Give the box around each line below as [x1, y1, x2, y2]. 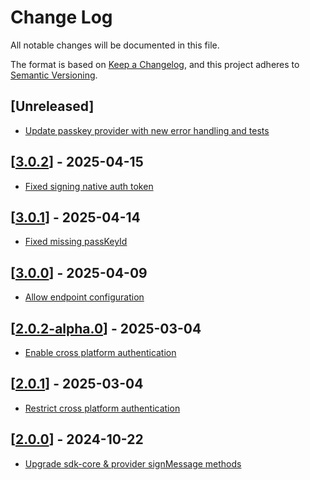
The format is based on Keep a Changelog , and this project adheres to [10, 58, 300, 70]
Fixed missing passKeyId [24, 236, 128, 248]
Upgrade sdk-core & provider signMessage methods [24, 457, 242, 470]
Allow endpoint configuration [24, 291, 145, 303]
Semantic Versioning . [10, 69, 98, 81]
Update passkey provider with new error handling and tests [24, 124, 270, 136]
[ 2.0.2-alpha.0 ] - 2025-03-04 [10, 320, 202, 337]
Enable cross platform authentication [24, 347, 177, 358]
